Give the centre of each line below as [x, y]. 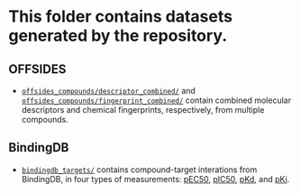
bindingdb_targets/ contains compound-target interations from [139, 170]
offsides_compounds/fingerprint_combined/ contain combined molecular [156, 100]
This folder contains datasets [121, 17]
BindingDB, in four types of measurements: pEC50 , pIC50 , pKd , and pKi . [155, 179]
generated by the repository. [118, 36]
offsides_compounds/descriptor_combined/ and [108, 91]
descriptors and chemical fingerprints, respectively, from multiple [143, 110]
